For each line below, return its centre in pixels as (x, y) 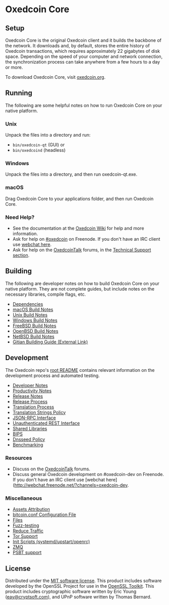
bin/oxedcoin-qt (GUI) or (38, 145)
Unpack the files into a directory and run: (48, 135)
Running (19, 93)
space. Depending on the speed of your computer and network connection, (84, 56)
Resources (19, 458)
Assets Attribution (31, 510)
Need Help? (20, 217)
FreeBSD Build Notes (34, 326)
